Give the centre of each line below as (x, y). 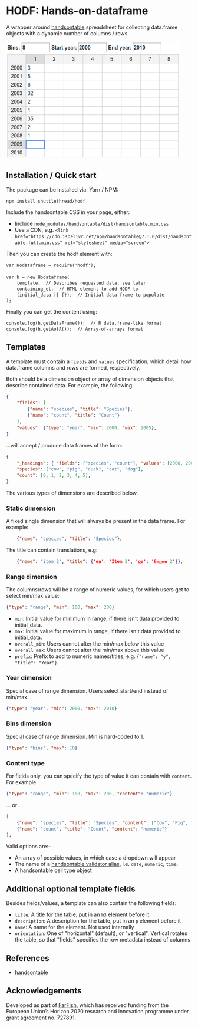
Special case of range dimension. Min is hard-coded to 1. (75, 736)
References (28, 958)
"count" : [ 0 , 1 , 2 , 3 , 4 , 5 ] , (54, 476)
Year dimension (29, 678)
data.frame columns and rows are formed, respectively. (73, 367)
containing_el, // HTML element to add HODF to (77, 289)
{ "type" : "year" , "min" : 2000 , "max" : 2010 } (62, 709)
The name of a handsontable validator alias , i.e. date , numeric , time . (96, 864)
